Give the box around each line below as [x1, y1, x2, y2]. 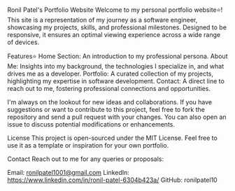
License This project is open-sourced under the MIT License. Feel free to [7, 134, 218, 142]
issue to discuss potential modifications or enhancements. [7, 120, 175, 128]
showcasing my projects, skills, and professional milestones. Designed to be [7, 23, 227, 31]
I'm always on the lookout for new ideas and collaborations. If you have [7, 98, 212, 106]
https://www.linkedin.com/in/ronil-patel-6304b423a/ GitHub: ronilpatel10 [7, 176, 218, 184]
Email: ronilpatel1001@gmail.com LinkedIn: [7, 169, 129, 176]
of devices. [7, 38, 40, 46]
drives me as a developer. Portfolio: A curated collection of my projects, [7, 69, 214, 78]
